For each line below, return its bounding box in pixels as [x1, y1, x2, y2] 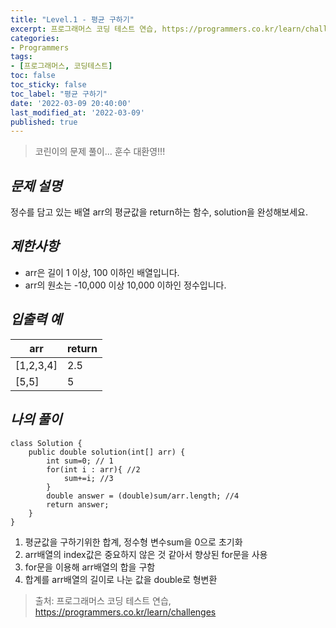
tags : [10, 52, 33, 62]
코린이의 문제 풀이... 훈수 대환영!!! [34, 146, 166, 158]
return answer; [46, 499, 110, 510]
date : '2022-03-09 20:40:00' [10, 98, 132, 108]
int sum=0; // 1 [46, 456, 114, 466]
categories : [10, 33, 60, 43]
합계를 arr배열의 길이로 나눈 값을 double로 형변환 [24, 573, 218, 585]
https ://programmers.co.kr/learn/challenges [34, 606, 217, 618]
